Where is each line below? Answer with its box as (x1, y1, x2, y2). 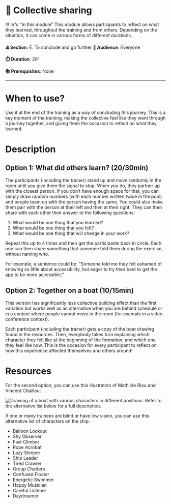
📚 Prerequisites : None (5, 68, 54, 74)
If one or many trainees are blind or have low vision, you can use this (5, 412, 150, 419)
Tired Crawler (12, 460, 42, 466)
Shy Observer (12, 433, 42, 439)
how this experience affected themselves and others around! (5, 347, 133, 353)
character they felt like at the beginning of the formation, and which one (5, 337, 156, 343)
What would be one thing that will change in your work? (12, 230, 130, 236)
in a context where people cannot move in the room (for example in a (5, 310, 150, 317)
